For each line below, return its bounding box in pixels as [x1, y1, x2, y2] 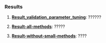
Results [4, 3, 23, 10]
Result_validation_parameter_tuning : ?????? [11, 14, 102, 20]
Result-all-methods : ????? [11, 24, 65, 29]
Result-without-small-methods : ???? [11, 33, 87, 39]
